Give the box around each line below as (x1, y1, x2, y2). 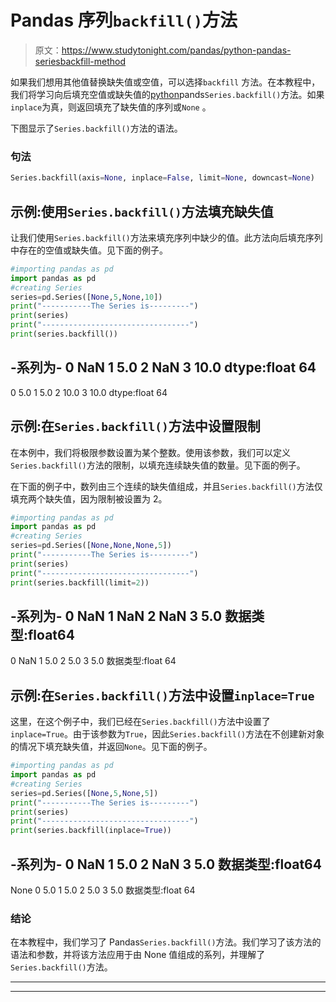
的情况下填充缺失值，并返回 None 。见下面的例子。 (10, 741, 213, 753)
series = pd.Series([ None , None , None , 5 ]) (10, 541, 172, 551)
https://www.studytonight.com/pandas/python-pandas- (61, 44, 292, 56)
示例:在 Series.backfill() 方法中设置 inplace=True (10, 687, 315, 704)
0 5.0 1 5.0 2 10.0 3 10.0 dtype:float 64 (10, 386, 168, 398)
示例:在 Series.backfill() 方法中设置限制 (10, 418, 261, 435)
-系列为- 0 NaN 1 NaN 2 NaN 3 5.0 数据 (10, 607, 252, 625)
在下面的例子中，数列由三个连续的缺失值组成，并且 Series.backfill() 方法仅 (10, 480, 323, 492)
